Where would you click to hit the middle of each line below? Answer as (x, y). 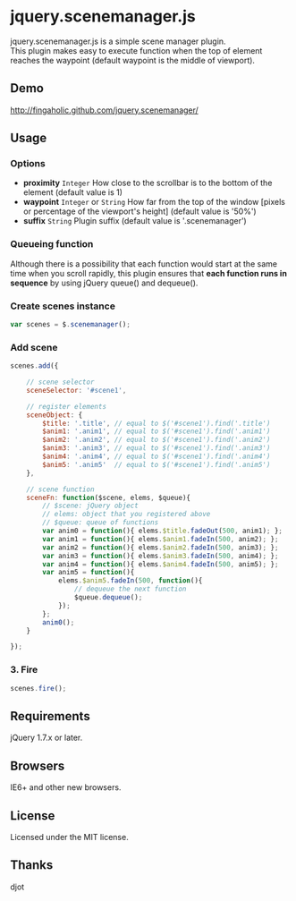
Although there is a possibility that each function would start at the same (144, 263)
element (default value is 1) (73, 192)
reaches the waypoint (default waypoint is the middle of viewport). (133, 60)
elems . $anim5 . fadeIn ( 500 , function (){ (130, 581)
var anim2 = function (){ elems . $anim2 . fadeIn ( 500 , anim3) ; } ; (161, 548)
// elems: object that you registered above (127, 514)
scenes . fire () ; (38, 688)
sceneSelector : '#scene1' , (76, 390)
